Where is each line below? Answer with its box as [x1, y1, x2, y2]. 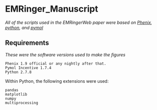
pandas [5, 88, 19, 92]
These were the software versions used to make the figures [5, 52, 126, 57]
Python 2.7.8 [5, 70, 32, 74]
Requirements [5, 39, 49, 47]
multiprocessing [5, 100, 38, 105]
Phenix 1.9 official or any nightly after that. [5, 61, 106, 66]
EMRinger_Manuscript [5, 3, 98, 15]
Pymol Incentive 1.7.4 [5, 65, 52, 70]
